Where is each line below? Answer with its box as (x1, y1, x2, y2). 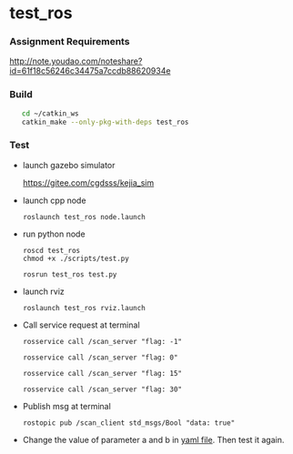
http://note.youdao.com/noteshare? (9, 55, 143, 66)
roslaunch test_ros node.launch (22, 212, 146, 221)
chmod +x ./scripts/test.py (22, 254, 129, 263)
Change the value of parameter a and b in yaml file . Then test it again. (22, 434, 285, 445)
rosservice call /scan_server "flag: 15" (22, 368, 182, 378)
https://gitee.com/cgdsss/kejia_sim (22, 177, 155, 188)
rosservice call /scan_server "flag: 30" (22, 385, 182, 394)
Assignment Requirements (9, 35, 130, 48)
